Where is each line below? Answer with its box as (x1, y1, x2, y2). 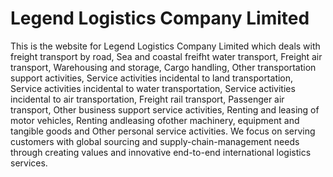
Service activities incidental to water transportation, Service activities (10, 82, 296, 94)
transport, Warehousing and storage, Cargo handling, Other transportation (10, 61, 317, 73)
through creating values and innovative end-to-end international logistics (10, 146, 312, 158)
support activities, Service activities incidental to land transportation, (10, 72, 294, 84)
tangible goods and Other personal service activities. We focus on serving (10, 125, 316, 137)
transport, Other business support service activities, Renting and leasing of (10, 103, 320, 116)
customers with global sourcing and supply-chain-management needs (10, 135, 300, 147)
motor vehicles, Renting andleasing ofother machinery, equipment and (10, 114, 300, 126)
